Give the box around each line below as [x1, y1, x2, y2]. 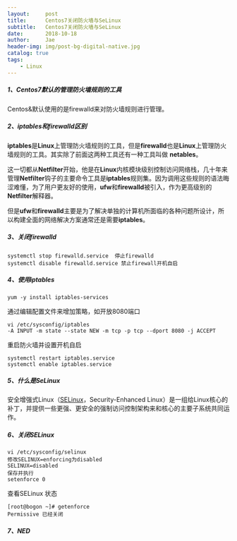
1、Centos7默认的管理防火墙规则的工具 [7, 85, 122, 94]
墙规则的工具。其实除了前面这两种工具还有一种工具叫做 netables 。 [7, 150, 202, 159]
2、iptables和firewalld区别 [7, 122, 87, 130]
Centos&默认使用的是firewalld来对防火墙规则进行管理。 [7, 104, 169, 113]
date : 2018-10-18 [7, 30, 78, 37]
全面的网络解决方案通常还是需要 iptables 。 [25, 215, 150, 224]
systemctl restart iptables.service [7, 354, 115, 362]
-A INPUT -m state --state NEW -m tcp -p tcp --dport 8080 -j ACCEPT [7, 327, 217, 334]
